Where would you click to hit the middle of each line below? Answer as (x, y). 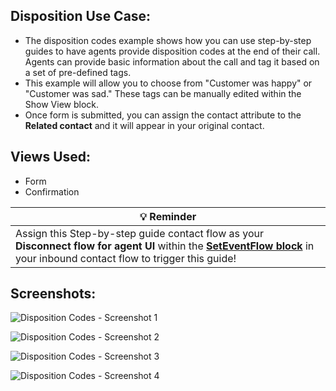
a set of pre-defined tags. (78, 72)
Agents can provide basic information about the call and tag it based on (172, 61)
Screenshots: (53, 294)
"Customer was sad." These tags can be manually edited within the (163, 93)
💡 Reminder (168, 216)
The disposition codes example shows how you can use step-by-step (168, 40)
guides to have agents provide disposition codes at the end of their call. (172, 51)
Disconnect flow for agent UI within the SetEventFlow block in (165, 246)
